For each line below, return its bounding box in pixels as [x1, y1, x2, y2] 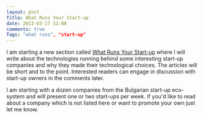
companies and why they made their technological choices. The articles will [6, 62, 197, 69]
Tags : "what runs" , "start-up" [6, 32, 86, 38]
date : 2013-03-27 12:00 [6, 20, 67, 26]
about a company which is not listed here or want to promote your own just [6, 99, 196, 107]
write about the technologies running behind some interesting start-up [6, 55, 183, 62]
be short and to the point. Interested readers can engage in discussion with [6, 68, 196, 75]
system [6, 93, 25, 100]
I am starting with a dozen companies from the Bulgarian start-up [6, 86, 171, 94]
